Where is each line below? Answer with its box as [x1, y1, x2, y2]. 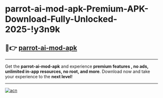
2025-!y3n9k [5, 24, 60, 35]
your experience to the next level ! [5, 74, 73, 79]
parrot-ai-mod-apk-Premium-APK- [5, 3, 149, 14]
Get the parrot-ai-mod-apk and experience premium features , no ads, [5, 64, 149, 69]
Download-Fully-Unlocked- [5, 14, 117, 25]
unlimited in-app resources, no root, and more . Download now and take [5, 69, 150, 74]
